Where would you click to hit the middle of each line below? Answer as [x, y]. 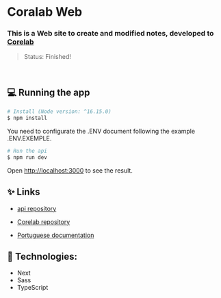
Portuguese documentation [55, 235]
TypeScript [32, 288]
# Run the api [27, 151]
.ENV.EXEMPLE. [29, 138]
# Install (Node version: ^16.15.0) [59, 112]
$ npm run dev [27, 157]
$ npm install [27, 118]
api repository [37, 208]
